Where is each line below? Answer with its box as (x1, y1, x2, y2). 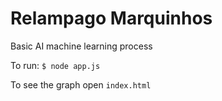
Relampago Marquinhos (10, 7, 213, 30)
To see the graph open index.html (10, 78, 152, 91)
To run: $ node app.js (10, 59, 101, 71)
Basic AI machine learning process (10, 40, 153, 52)
